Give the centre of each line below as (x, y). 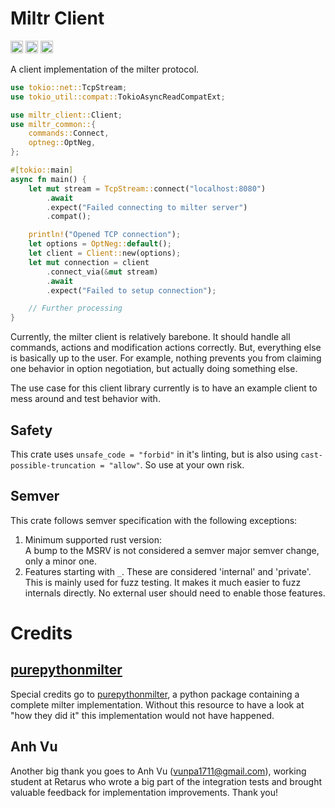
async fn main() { (48, 179)
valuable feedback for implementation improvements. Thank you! (144, 792)
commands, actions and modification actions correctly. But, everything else (166, 348)
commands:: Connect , (69, 133)
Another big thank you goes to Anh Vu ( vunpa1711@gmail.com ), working (158, 771)
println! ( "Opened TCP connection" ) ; (105, 235)
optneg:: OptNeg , (62, 143)
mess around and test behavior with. (85, 399)
